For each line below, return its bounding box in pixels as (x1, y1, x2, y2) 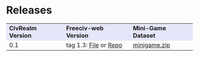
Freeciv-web (66, 24, 104, 32)
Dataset (133, 31, 156, 39)
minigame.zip (133, 41, 171, 49)
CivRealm (9, 24, 37, 32)
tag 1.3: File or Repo (66, 41, 123, 49)
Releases (6, 4, 52, 17)
